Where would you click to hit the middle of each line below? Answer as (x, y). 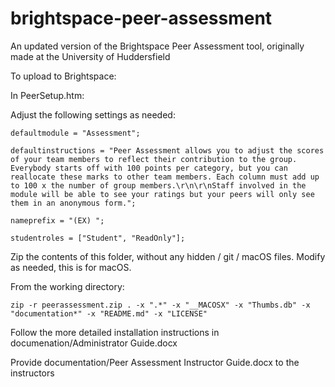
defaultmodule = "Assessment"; (75, 133)
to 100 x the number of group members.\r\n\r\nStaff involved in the (158, 185)
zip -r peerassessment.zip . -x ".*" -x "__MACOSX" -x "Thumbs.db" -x (160, 305)
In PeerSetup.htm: (47, 95)
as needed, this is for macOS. (71, 267)
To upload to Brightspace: (63, 76)
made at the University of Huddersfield (90, 56)
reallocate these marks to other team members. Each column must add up (165, 177)
